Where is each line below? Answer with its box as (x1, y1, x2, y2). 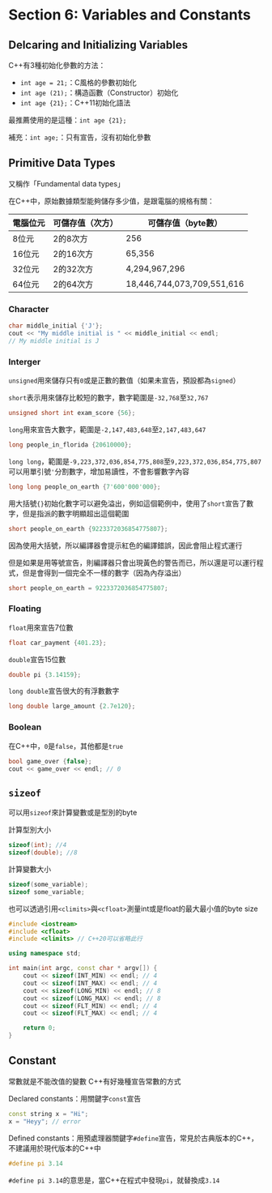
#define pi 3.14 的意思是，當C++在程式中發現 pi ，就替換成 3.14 (8, 1175, 220, 1185)
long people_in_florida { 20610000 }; (8, 440, 132, 449)
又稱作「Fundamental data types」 (8, 178, 125, 188)
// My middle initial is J (8, 336, 100, 345)
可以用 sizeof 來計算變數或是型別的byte (8, 808, 138, 818)
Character (8, 303, 49, 314)
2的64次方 (53, 278, 94, 289)
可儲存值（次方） (53, 217, 119, 229)
